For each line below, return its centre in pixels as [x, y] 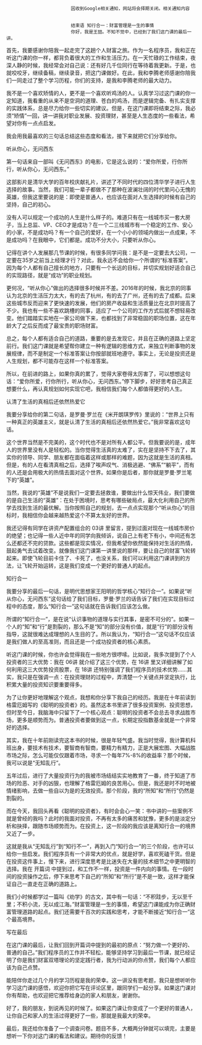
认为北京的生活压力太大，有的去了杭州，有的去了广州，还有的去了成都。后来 [101, 296]
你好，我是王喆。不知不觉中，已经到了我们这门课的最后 [129, 32]
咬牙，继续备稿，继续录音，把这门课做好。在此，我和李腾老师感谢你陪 [103, 73]
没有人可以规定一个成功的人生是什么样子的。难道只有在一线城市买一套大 [96, 217]
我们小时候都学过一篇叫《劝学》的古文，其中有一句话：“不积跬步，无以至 [97, 897]
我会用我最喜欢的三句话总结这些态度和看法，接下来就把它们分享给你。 [93, 136]
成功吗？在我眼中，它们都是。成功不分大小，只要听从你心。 [85, 240]
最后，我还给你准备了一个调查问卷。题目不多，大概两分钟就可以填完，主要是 [101, 1028]
